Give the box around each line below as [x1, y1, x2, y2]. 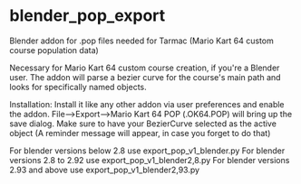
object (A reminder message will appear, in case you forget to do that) [9, 127, 271, 138]
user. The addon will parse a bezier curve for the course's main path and [9, 71, 281, 82]
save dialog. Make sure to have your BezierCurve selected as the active [9, 118, 277, 129]
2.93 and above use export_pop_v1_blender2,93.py [9, 164, 200, 175]
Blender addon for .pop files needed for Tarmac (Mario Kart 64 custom [9, 35, 274, 46]
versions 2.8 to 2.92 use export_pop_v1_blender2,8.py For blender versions [9, 154, 290, 165]
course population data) [9, 44, 100, 55]
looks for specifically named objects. [9, 81, 147, 92]
